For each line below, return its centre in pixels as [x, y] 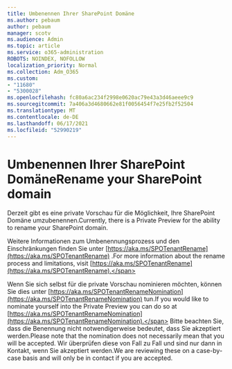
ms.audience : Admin [35, 40]
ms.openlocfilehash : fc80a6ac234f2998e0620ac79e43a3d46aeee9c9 [100, 98]
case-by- [209, 351]
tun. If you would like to [177, 299]
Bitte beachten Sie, [196, 321]
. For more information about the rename [168, 256]
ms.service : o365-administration [55, 53]
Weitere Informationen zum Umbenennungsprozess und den [93, 241]
